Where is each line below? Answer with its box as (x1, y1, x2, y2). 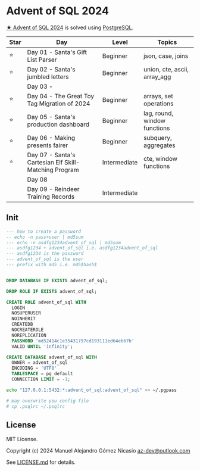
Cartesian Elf (27, 158, 64, 166)
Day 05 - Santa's (27, 113, 76, 121)
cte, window (143, 154, 177, 163)
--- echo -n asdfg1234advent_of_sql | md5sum (6, 239, 121, 245)
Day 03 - (27, 82, 54, 91)
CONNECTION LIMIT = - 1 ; (11, 376, 70, 382)
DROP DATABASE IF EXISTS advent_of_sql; (6, 277, 108, 283)
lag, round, (143, 109, 174, 117)
